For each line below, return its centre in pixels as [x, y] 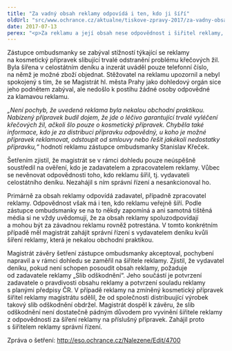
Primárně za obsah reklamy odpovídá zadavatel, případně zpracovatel [107, 196]
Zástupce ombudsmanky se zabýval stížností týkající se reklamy [98, 53]
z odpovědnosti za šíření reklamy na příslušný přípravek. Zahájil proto [106, 320]
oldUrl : [18, 20]
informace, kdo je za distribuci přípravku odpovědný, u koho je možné [107, 132]
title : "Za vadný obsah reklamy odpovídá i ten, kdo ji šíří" [98, 13]
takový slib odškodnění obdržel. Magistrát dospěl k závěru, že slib [101, 305]
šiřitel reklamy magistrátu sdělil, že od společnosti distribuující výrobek [108, 298]
